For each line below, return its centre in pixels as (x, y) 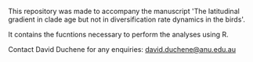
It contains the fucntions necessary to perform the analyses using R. (118, 34)
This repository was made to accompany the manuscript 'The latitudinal (124, 11)
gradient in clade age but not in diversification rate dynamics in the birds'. (127, 19)
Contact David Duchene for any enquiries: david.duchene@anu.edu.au (122, 49)
